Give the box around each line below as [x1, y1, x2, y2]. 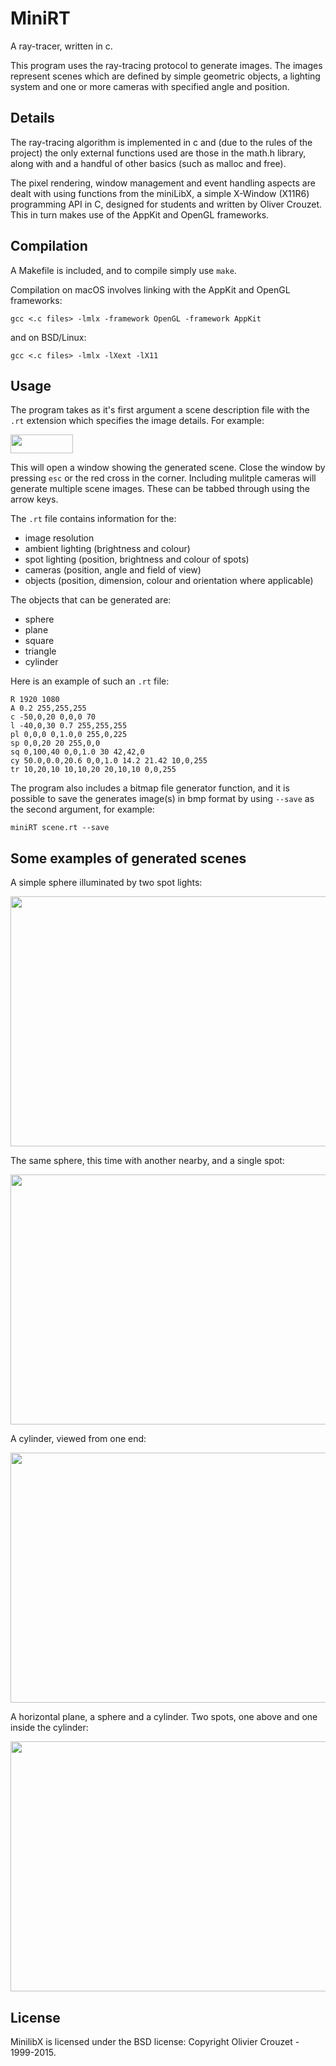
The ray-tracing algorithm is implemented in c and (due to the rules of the [10, 136, 313, 148]
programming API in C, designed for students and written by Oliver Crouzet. [10, 198, 323, 210]
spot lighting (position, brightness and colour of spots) [24, 553, 250, 566]
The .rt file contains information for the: [10, 513, 177, 525]
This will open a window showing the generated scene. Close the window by [10, 462, 326, 474]
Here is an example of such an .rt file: [10, 675, 170, 687]
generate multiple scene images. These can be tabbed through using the [10, 483, 310, 495]
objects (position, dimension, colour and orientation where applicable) [24, 575, 314, 587]
